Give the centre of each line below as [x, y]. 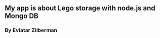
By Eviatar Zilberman [31, 30]
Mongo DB [22, 16]
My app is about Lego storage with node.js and [80, 8]
